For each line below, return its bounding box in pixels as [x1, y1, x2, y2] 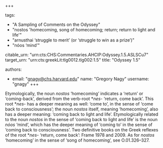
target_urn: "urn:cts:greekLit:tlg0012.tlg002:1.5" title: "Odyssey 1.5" [5, 57, 140, 63]
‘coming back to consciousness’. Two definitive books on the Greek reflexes [5, 127, 159, 132]
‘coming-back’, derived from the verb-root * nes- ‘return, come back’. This [5, 96, 154, 102]
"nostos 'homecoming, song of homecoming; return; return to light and [12, 27, 156, 32]
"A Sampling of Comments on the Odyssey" [12, 21, 100, 27]
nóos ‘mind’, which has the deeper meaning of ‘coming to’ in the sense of [5, 122, 153, 127]
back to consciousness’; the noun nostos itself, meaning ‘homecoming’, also [5, 106, 159, 112]
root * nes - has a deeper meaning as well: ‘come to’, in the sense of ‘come [5, 101, 153, 106]
